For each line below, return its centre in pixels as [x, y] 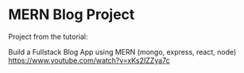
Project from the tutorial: [48, 36]
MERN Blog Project [72, 15]
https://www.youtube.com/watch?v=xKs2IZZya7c [89, 60]
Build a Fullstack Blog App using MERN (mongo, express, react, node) [122, 52]
